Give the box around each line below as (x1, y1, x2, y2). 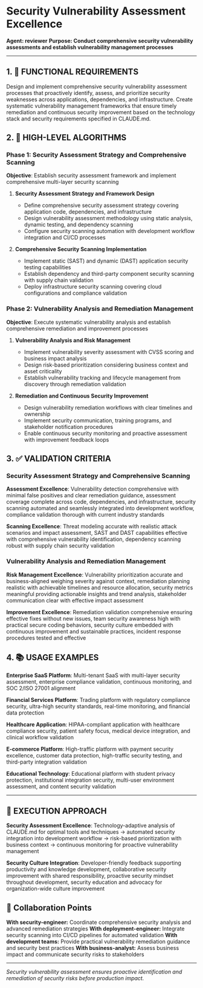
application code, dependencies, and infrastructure (24, 208, 152, 215)
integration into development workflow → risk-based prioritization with (6, 835, 182, 842)
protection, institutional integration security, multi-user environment (6, 776, 175, 784)
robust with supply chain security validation (6, 542, 115, 549)
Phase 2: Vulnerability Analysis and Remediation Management (6, 304, 194, 313)
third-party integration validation (6, 758, 88, 765)
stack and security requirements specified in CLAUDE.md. (6, 115, 151, 122)
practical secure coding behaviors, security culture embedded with (6, 621, 173, 629)
